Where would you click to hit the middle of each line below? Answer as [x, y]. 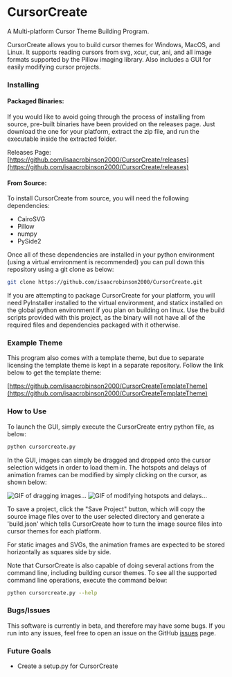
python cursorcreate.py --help [52, 593]
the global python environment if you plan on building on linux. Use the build [116, 310]
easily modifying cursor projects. [54, 67]
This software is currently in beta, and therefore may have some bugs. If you [116, 626]
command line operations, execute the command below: [87, 580]
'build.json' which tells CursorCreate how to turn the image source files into [115, 524]
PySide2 [29, 241]
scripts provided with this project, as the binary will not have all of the [106, 318]
